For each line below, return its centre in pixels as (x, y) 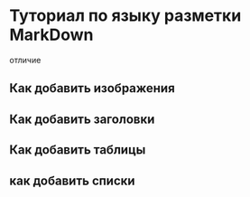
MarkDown (51, 35)
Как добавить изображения (93, 88)
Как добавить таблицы (78, 150)
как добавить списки (72, 180)
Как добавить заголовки (82, 119)
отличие (25, 60)
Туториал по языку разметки (125, 16)
